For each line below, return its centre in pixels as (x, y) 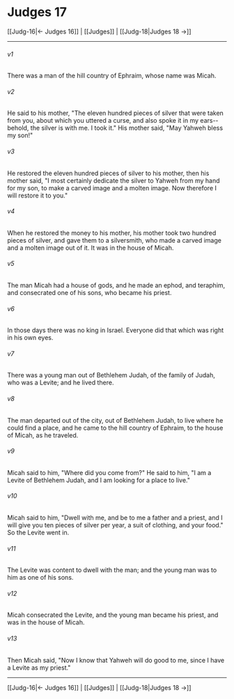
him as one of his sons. (40, 578)
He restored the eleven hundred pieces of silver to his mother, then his (108, 173)
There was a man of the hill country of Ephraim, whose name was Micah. (112, 76)
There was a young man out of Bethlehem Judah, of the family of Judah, (111, 375)
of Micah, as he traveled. (43, 435)
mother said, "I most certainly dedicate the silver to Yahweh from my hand (114, 180)
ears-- (209, 121)
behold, (18, 128)
